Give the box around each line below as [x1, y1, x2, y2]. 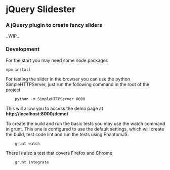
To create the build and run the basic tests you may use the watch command [6, 120, 165, 126]
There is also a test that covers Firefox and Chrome [6, 150, 113, 156]
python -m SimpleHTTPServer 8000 [15, 96, 86, 102]
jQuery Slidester [6, 4, 76, 15]
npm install [6, 67, 31, 72]
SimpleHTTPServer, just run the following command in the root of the [6, 81, 150, 87]
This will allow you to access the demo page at [6, 105, 103, 111]
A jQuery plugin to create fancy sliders [6, 22, 103, 29]
